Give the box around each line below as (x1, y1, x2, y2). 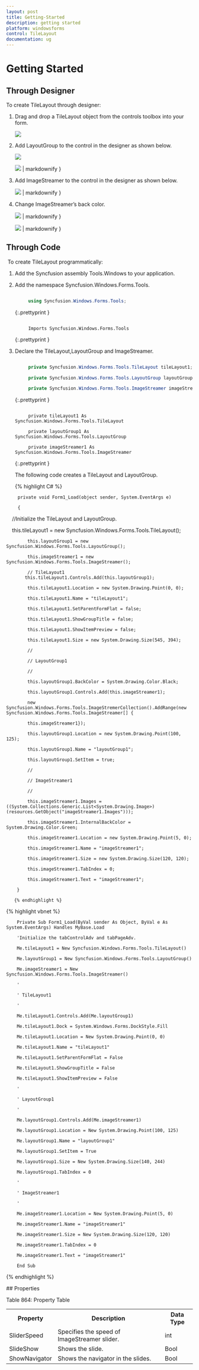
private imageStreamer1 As (28, 444, 95, 450)
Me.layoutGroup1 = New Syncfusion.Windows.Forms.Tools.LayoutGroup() (17, 956, 192, 962)
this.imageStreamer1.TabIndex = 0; (27, 866, 115, 872)
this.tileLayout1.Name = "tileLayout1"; (27, 595, 129, 601)
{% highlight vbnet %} (6, 908, 60, 915)
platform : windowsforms (6, 25, 65, 32)
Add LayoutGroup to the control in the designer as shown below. (14, 142, 172, 149)
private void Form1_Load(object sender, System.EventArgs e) (17, 494, 172, 500)
